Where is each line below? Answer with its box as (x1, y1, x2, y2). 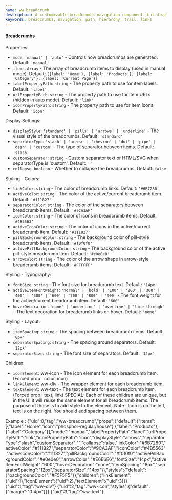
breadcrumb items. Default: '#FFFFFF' (12, 262, 93, 268)
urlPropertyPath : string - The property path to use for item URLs (12, 91, 151, 97)
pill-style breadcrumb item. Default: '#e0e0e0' (12, 250, 110, 256)
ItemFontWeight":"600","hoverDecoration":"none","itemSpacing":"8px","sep (5, 461, 165, 467)
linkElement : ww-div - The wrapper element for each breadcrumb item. (12, 381, 164, 387)
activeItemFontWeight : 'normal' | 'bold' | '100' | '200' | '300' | (12, 287, 160, 293)
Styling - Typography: (5, 271, 51, 277)
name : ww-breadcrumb (5, 7, 50, 13)
